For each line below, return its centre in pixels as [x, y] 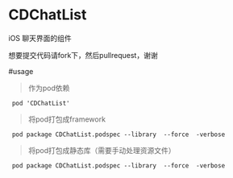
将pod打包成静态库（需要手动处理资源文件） [102, 150]
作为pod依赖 [49, 88]
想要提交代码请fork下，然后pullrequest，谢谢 [83, 55]
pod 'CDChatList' [41, 103]
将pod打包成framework [67, 119]
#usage [21, 71]
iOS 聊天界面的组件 [40, 38]
